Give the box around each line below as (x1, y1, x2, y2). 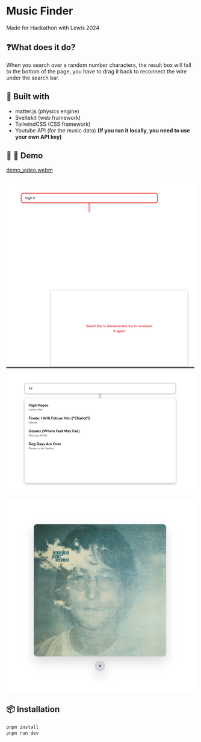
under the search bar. (6, 74, 60, 81)
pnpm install (6, 724, 39, 730)
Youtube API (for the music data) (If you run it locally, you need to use (14, 126, 191, 134)
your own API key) (14, 133, 62, 140)
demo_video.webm (6, 167, 53, 174)
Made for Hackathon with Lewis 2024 (6, 24, 100, 31)
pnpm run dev (6, 730, 39, 736)
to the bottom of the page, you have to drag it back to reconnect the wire (6, 67, 187, 75)
